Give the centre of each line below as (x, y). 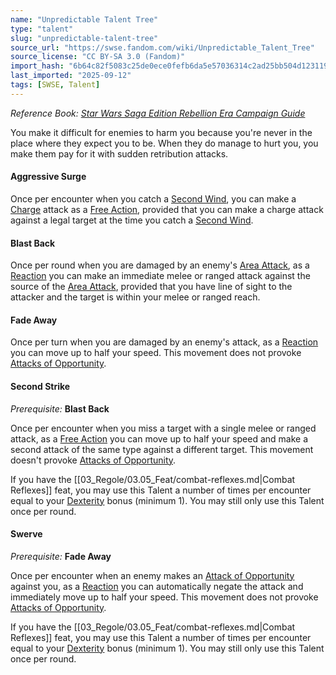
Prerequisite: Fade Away (61, 556)
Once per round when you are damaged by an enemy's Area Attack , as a (160, 265)
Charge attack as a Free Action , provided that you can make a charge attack (167, 209)
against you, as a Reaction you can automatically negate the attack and (157, 586)
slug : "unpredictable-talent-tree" (84, 38)
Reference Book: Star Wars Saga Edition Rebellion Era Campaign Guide (158, 113)
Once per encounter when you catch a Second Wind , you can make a (153, 198)
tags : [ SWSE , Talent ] (55, 85)
